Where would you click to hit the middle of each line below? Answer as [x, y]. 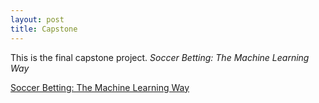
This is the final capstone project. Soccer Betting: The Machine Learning [160, 57]
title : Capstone [44, 29]
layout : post [37, 19]
